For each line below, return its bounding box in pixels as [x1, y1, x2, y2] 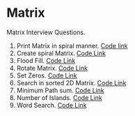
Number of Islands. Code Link [16, 93, 102, 102]
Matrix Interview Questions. [6, 28, 86, 36]
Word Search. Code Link [16, 101, 87, 109]
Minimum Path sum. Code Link [16, 86, 105, 94]
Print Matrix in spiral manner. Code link [16, 41, 128, 50]
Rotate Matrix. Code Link [16, 64, 88, 72]
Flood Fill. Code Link [16, 56, 76, 64]
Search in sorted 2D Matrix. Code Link [16, 78, 127, 87]
